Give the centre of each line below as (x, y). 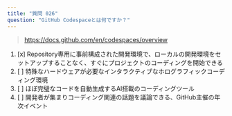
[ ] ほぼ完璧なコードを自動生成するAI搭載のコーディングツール (106, 88)
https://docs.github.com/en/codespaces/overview (96, 39)
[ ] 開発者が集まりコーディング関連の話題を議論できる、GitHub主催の (116, 97)
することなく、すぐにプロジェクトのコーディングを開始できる (135, 62)
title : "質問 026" (33, 13)
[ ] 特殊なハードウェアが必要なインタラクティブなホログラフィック (112, 71)
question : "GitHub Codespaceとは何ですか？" (69, 20)
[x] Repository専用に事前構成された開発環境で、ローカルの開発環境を (116, 54)
